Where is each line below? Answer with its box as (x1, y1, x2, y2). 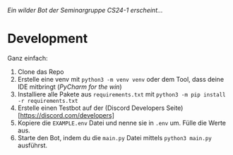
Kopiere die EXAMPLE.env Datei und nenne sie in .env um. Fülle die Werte (17, 118, 227, 127)
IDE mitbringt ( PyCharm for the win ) (17, 82, 122, 91)
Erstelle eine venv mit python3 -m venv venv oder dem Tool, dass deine (17, 75, 225, 83)
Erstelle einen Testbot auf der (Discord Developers (17, 104, 165, 112)
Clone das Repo (17, 67, 64, 76)
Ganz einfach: (7, 54, 48, 62)
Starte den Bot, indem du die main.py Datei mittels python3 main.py (17, 133, 212, 142)
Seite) (166, 104, 184, 112)
